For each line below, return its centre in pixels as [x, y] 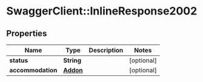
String [72, 60]
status [19, 60]
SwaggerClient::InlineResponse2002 [102, 11]
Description [106, 50]
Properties [27, 33]
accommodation [33, 70]
